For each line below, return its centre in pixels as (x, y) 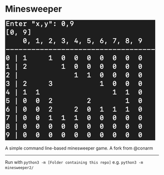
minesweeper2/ (20, 168)
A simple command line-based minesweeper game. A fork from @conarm (79, 148)
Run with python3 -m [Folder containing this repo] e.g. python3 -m (74, 162)
